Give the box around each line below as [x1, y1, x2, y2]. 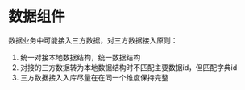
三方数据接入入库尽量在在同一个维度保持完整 [19, 72, 169, 82]
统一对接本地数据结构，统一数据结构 [19, 52, 141, 62]
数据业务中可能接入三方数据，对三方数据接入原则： [8, 35, 178, 45]
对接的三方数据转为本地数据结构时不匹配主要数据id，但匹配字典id [19, 62, 238, 72]
